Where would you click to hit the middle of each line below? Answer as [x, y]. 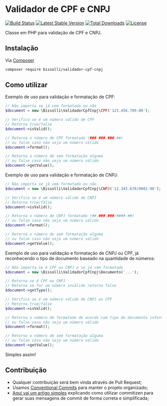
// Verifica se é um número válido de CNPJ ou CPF [59, 299]
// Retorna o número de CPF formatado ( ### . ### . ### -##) [64, 138]
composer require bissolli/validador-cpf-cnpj [54, 69]
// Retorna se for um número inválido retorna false [61, 286]
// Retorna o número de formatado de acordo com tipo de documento [77, 317]
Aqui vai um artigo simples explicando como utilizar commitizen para [83, 393]
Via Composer [20, 60]
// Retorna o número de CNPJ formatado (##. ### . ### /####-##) [70, 216]
